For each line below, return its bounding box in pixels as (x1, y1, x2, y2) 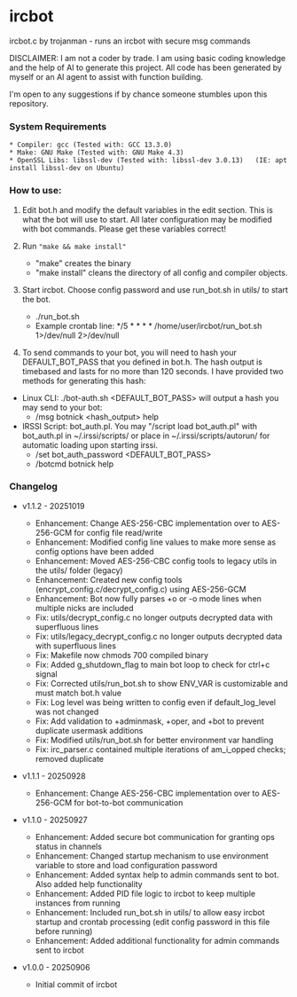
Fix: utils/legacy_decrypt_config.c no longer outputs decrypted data (35, 631, 283, 641)
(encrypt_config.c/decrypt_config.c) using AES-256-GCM (35, 584, 246, 594)
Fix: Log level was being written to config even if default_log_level (35, 696, 277, 707)
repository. (9, 98, 49, 108)
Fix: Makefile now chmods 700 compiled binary (35, 649, 209, 660)
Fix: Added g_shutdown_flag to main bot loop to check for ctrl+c (35, 659, 270, 670)
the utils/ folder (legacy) (35, 565, 123, 576)
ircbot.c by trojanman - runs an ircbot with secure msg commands (9, 35, 251, 46)
